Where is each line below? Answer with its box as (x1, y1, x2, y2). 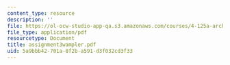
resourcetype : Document (7, 35, 75, 42)
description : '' (7, 16, 53, 23)
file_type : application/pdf (7, 28, 88, 36)
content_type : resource (7, 9, 75, 17)
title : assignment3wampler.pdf (7, 41, 97, 48)
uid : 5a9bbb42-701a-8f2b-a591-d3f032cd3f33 (7, 48, 133, 55)
